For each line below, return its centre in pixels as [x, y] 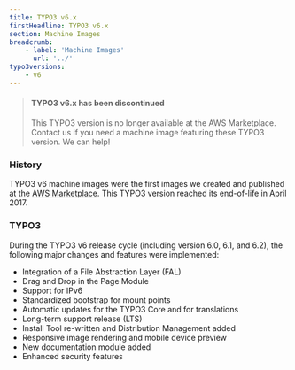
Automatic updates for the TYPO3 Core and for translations [130, 309]
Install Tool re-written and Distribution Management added [129, 328]
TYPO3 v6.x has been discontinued [97, 104]
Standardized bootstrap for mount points [96, 300]
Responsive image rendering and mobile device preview [124, 337]
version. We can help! [70, 142]
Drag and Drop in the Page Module [85, 281]
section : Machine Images [55, 34]
